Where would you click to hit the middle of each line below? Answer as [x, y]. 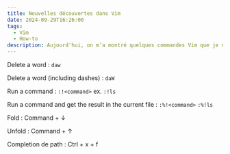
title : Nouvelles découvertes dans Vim [64, 13]
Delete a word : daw [34, 65]
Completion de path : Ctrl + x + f [53, 144]
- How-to [26, 39]
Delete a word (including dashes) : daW [61, 78]
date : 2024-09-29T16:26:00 [46, 20]
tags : [15, 26]
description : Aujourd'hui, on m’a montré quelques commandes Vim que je [113, 45]
